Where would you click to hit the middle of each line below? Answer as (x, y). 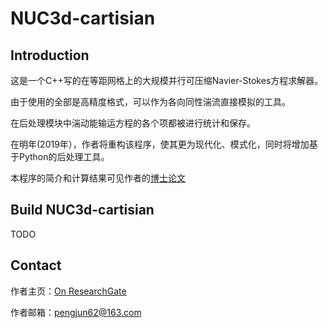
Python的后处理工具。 (64, 156)
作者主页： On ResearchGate (68, 291)
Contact (36, 265)
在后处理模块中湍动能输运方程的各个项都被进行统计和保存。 (133, 123)
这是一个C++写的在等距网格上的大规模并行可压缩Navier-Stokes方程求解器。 (167, 80)
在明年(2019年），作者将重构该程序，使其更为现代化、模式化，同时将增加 (160, 144)
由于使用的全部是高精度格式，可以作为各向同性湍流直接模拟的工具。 (150, 101)
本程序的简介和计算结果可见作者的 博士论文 (98, 178)
